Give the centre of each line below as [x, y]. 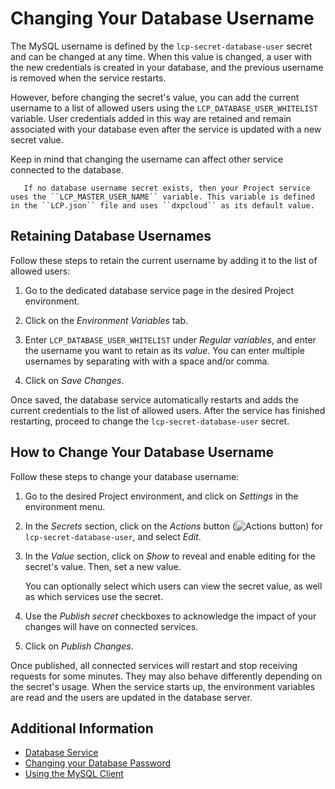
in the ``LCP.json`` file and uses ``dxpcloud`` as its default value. [162, 205]
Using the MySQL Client [74, 774]
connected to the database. [67, 169]
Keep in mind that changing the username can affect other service [147, 159]
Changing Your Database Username [162, 18]
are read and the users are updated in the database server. [131, 697]
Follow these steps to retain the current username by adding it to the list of [164, 260]
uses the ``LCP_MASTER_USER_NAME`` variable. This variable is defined [162, 197]
